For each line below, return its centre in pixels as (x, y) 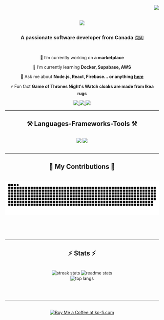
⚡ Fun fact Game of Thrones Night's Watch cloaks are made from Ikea (82, 86)
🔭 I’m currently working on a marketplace (82, 58)
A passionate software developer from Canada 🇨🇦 (82, 38)
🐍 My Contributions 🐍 (82, 166)
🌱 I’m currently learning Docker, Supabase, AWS (82, 67)
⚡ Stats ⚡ (82, 254)
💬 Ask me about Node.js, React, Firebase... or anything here (82, 77)
